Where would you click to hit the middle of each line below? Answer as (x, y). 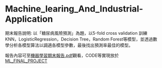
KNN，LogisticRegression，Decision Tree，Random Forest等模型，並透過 (79, 39)
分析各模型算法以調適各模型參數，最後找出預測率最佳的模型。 (71, 45)
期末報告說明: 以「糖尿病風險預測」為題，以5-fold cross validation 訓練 (76, 33)
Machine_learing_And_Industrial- (74, 9)
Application (29, 19)
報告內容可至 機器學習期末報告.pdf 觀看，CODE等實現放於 (62, 55)
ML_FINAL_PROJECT (26, 61)
